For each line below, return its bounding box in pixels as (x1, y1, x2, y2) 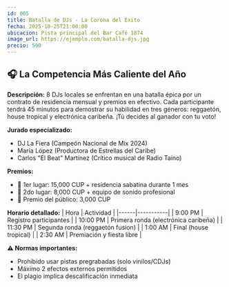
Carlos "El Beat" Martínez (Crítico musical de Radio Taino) (17, 153, 182, 162)
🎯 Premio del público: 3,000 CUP (17, 195, 111, 204)
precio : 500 (7, 42, 41, 49)
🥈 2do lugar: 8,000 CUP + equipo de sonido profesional (17, 188, 175, 196)
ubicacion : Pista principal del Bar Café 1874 (7, 29, 143, 37)
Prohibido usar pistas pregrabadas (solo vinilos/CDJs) (17, 257, 171, 266)
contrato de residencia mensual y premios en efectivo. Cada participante (7, 97, 215, 106)
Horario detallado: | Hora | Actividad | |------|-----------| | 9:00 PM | (7, 208, 203, 217)
